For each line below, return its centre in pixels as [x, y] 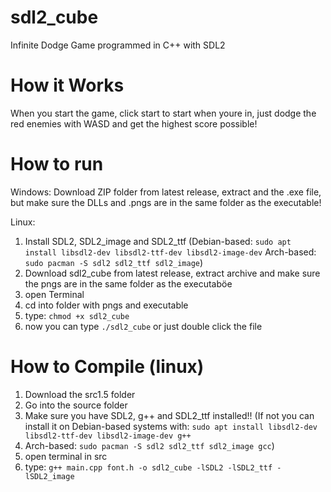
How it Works [67, 85]
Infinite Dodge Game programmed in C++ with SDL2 [118, 45]
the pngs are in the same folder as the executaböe [128, 283]
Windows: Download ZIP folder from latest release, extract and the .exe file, [166, 192]
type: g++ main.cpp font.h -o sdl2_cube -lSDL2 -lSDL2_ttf [148, 467]
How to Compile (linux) [107, 367]
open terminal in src [66, 456]
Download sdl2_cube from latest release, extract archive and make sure [172, 273]
